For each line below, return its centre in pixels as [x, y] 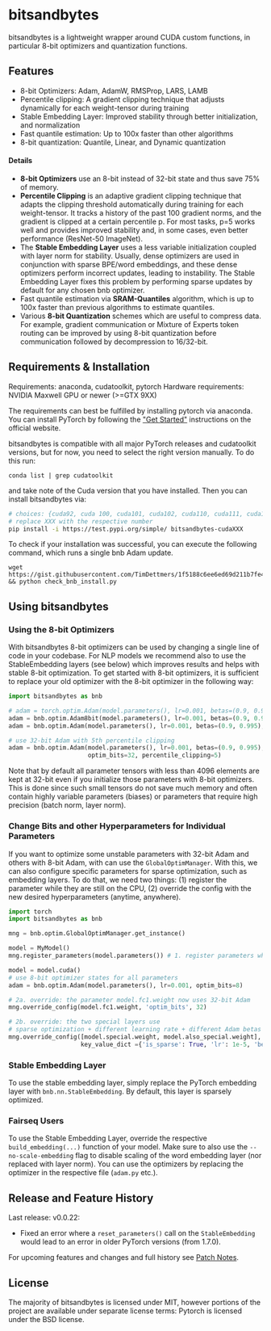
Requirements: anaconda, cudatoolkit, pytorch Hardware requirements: [126, 386]
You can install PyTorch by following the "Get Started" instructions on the [130, 419]
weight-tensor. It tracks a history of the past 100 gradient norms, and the [141, 212]
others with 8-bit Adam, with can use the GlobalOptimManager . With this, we [133, 863]
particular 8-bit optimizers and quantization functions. [98, 45]
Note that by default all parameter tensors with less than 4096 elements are [134, 771]
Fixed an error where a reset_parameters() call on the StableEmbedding [138, 1233]
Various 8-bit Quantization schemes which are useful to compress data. [141, 316]
